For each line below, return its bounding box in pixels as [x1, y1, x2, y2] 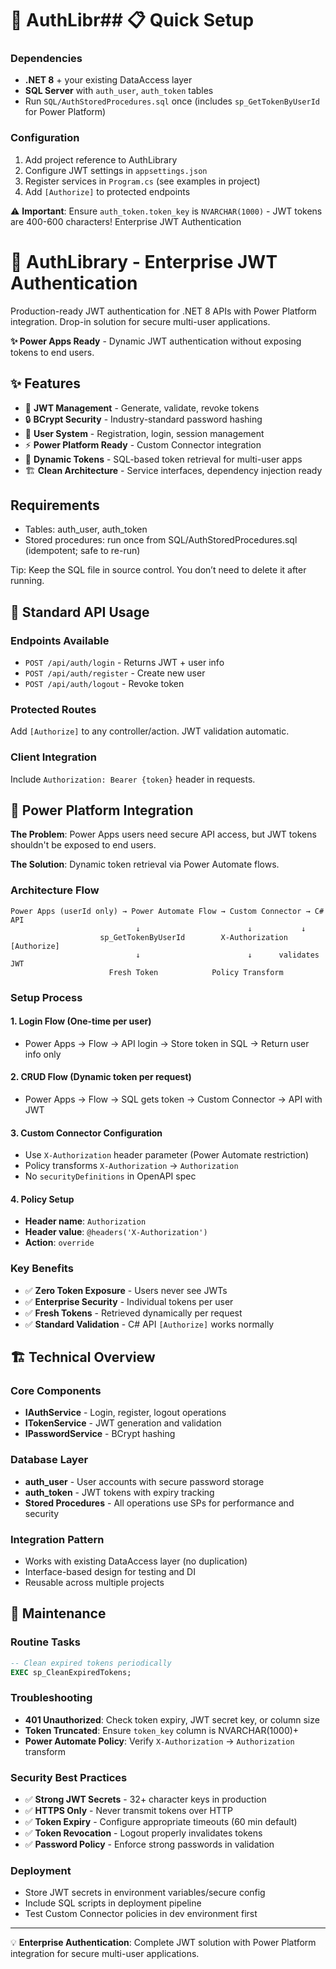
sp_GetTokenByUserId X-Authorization [99, 932, 288, 942]
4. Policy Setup [10, 1193, 75, 1205]
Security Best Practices [10, 1770, 128, 1784]
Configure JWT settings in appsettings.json [24, 164, 208, 176]
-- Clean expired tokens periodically [10, 1658, 172, 1668]
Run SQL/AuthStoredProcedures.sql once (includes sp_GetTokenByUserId [24, 95, 320, 107]
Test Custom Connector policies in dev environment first [24, 1908, 258, 1920]
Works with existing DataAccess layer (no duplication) [24, 1555, 248, 1567]
